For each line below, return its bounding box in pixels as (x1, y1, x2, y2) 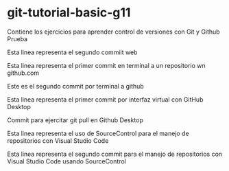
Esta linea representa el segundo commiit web (7, 48, 138, 56)
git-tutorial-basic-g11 (7, 5, 131, 21)
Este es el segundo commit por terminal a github (7, 82, 144, 90)
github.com (7, 69, 40, 77)
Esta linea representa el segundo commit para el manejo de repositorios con (7, 150, 223, 158)
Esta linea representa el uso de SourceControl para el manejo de (7, 129, 190, 137)
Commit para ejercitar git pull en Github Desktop (7, 115, 144, 124)
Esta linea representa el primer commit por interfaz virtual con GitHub (7, 95, 204, 104)
